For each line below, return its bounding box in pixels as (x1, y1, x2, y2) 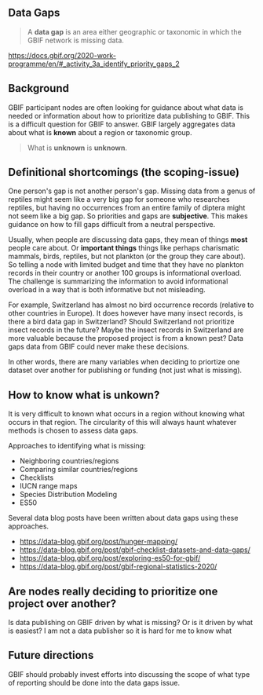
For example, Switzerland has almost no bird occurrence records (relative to (8, 300, 254, 309)
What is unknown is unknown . (27, 143, 128, 152)
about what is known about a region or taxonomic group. (8, 127, 192, 137)
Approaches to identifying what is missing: (8, 441, 146, 451)
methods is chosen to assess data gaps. (8, 426, 139, 435)
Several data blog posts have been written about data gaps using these (8, 514, 239, 523)
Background (8, 82, 69, 95)
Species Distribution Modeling (19, 490, 118, 499)
